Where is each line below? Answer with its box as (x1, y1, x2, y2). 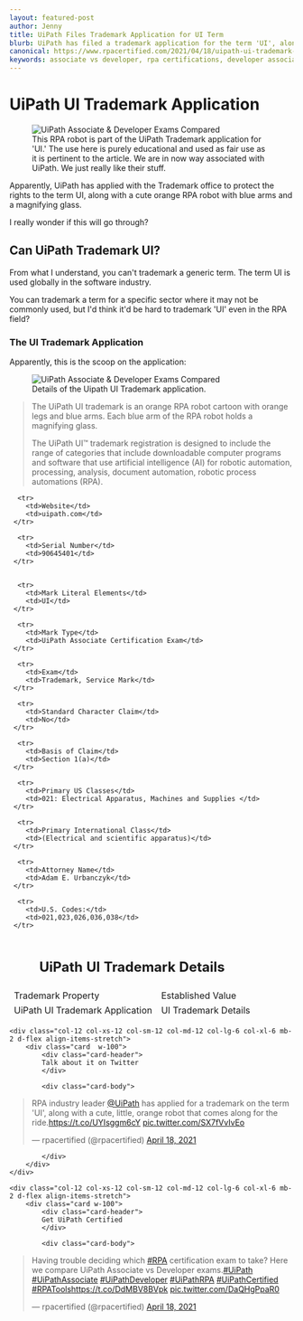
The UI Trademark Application (9, 335, 144, 348)
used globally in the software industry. (9, 277, 151, 288)
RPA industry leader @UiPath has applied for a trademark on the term (31, 1098, 290, 1109)
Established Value (161, 989, 237, 1002)
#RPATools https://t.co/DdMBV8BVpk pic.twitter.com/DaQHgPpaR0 (31, 1283, 280, 1294)
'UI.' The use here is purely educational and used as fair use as (32, 143, 266, 154)
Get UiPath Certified (41, 1215, 124, 1224)
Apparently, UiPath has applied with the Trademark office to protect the (9, 180, 275, 191)
